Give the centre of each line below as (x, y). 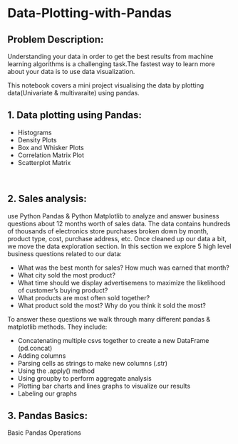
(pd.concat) (35, 348)
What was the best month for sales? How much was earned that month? (123, 268)
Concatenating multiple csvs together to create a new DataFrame (113, 340)
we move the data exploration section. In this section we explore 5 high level (119, 246)
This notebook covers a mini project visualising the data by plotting (106, 85)
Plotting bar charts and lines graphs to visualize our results (104, 386)
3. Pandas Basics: (47, 416)
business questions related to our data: (65, 253)
